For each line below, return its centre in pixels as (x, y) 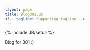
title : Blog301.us (24, 14)
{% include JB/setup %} (30, 33)
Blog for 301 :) (20, 42)
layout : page (19, 10)
